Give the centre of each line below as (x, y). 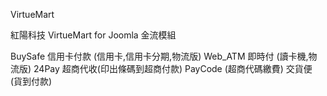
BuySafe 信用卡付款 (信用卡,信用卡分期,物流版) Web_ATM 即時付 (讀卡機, (159, 56)
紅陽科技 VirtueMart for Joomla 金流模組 (93, 35)
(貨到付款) (31, 81)
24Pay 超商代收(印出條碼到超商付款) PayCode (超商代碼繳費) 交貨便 (173, 68)
